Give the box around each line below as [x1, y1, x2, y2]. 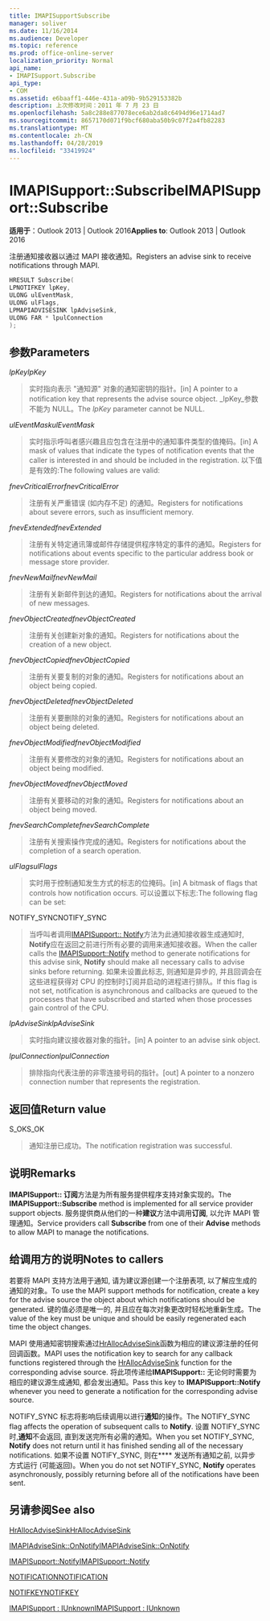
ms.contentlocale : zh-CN [9, 131, 92, 139]
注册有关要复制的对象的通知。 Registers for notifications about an [28, 672, 244, 681]
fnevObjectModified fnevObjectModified [9, 738, 141, 747]
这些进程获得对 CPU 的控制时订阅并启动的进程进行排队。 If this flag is [28, 977, 258, 986]
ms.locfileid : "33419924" [9, 147, 96, 155]
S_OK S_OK [9, 1124, 45, 1134]
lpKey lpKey [9, 367, 47, 377]
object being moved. [28, 804, 97, 814]
